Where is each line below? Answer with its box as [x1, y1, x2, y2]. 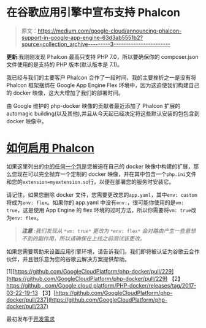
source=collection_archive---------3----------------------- [21, 40, 170, 48]
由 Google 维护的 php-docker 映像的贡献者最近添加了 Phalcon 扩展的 [6, 102, 181, 109]
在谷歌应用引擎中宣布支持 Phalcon [6, 6, 181, 20]
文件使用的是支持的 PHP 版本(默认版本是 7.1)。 [6, 61, 123, 68]
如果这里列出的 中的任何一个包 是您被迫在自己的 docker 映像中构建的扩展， [6, 162, 194, 170]
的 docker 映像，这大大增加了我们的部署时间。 [6, 89, 124, 96]
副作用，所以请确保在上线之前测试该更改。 [37, 234, 145, 242]
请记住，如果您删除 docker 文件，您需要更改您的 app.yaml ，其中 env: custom [6, 191, 197, 198]
